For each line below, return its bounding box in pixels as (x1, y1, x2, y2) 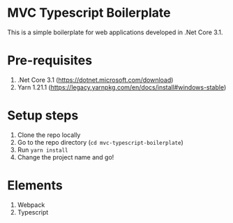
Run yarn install (17, 145, 68, 154)
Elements (7, 178, 63, 193)
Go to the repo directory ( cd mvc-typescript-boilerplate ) (17, 138, 183, 146)
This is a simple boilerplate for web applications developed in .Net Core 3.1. (7, 28, 223, 36)
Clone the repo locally (17, 131, 81, 139)
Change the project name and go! (17, 152, 114, 161)
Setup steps (7, 108, 79, 124)
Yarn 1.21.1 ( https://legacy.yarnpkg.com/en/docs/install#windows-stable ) (17, 82, 227, 92)
